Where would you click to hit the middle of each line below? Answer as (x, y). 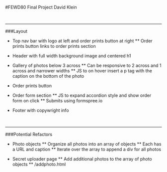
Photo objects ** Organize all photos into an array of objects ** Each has (87, 144)
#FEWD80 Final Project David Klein (41, 7)
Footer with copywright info (41, 110)
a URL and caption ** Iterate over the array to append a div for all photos (87, 149)
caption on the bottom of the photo (48, 76)
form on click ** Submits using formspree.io (57, 101)
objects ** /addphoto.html (39, 164)
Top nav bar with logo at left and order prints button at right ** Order (82, 41)
